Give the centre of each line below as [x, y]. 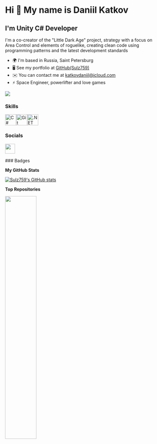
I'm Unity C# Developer [41, 28]
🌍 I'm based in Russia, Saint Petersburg [53, 60]
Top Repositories [23, 189]
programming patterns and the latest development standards [67, 50]
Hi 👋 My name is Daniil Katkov [67, 10]
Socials [14, 136]
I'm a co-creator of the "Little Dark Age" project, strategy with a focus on [79, 40]
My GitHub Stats [22, 170]
